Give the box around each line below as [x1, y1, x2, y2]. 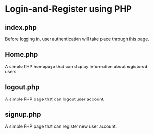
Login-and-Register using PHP [5, 3, 132, 15]
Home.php [5, 50, 38, 59]
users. [5, 68, 18, 74]
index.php [5, 23, 37, 32]
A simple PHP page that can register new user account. [5, 123, 117, 129]
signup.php [5, 110, 41, 119]
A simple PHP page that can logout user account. [5, 96, 104, 102]
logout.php [5, 83, 40, 92]
